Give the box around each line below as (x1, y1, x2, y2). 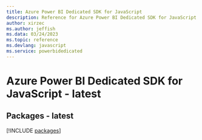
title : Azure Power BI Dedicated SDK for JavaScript (6, 8, 143, 15)
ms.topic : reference (6, 37, 59, 43)
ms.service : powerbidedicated (6, 48, 83, 54)
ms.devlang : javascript (6, 43, 67, 49)
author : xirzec (6, 20, 45, 26)
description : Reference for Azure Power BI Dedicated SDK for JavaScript (6, 14, 197, 21)
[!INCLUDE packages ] (6, 127, 61, 134)
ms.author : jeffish (6, 25, 56, 32)
